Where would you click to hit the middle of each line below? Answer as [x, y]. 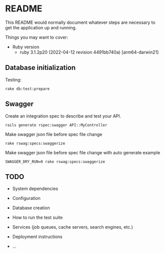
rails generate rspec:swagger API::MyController [56, 125]
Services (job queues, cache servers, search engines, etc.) [73, 227]
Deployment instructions [37, 237]
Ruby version [26, 47]
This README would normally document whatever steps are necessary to [80, 22]
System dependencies [35, 189]
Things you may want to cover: [37, 37]
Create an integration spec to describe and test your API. [63, 116]
